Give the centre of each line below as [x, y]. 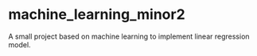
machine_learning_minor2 [97, 15]
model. [19, 44]
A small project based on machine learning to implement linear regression [129, 36]
